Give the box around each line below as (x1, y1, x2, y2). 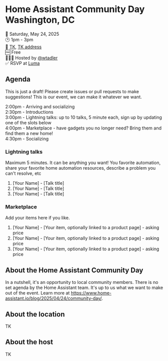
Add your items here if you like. (5, 215, 70, 221)
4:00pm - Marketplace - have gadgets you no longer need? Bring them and (5, 125, 162, 131)
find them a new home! (5, 130, 53, 136)
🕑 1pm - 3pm (5, 36, 34, 42)
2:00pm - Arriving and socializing (5, 103, 75, 109)
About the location (5, 310, 65, 318)
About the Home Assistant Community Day (5, 266, 144, 274)
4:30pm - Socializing (5, 135, 49, 141)
